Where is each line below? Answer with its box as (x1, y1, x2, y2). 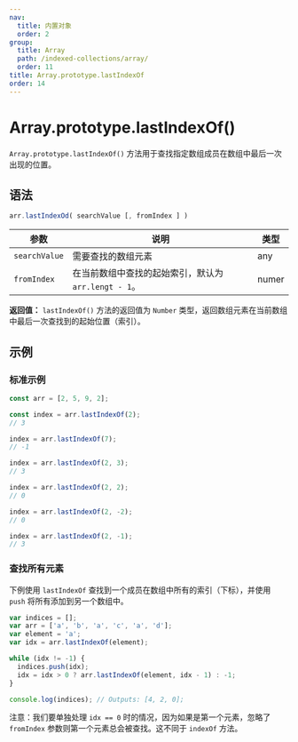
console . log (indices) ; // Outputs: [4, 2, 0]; (9, 695, 184, 704)
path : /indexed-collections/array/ (17, 54, 149, 63)
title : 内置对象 (17, 21, 73, 30)
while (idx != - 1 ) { (9, 654, 86, 663)
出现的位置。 (9, 159, 56, 170)
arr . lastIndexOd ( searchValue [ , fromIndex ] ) (9, 211, 189, 220)
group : (9, 37, 34, 47)
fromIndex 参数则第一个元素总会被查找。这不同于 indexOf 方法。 (9, 723, 243, 734)
